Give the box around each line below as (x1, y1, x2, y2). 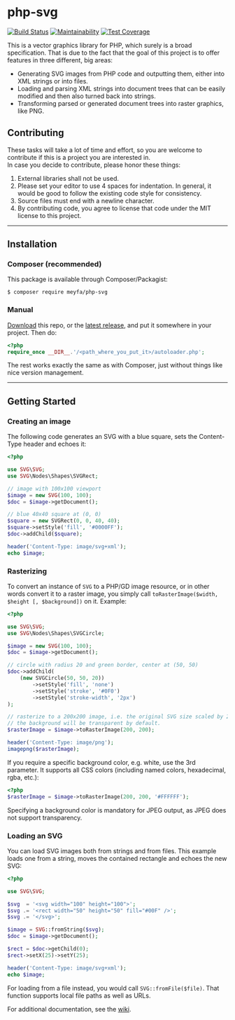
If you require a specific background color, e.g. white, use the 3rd (7, 758, 196, 766)
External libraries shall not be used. (17, 174, 119, 182)
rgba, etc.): (7, 773, 39, 782)
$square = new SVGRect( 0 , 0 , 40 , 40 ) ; (7, 517, 120, 524)
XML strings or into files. (17, 76, 89, 85)
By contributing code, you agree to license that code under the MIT (17, 204, 212, 212)
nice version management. (7, 369, 84, 377)
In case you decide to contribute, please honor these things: (7, 161, 180, 169)
